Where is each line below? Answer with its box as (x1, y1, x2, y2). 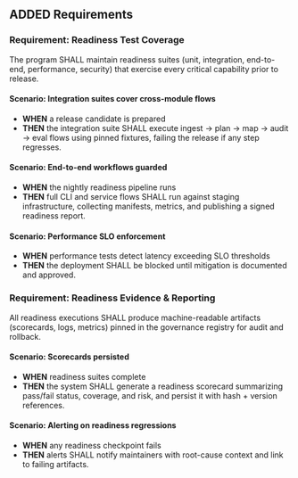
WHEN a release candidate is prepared (21, 113, 166, 124)
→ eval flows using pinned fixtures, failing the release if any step (21, 132, 261, 143)
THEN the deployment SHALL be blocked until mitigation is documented (21, 260, 287, 271)
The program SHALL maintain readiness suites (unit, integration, (9, 54, 245, 65)
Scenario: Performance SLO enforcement (9, 231, 166, 242)
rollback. (9, 331, 42, 342)
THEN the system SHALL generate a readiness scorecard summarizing (21, 381, 284, 391)
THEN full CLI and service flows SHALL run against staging (21, 192, 240, 202)
